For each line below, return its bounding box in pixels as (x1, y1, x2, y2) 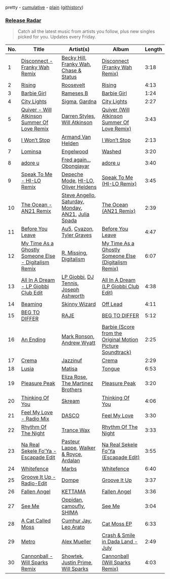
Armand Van (61, 134, 91, 141)
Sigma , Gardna (61, 98, 97, 105)
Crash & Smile (102, 532, 136, 539)
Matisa (61, 365, 78, 372)
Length (145, 46, 162, 53)
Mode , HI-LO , (61, 177, 95, 184)
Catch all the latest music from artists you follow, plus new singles (17, 28, 155, 34)
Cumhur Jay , (61, 517, 92, 524)
